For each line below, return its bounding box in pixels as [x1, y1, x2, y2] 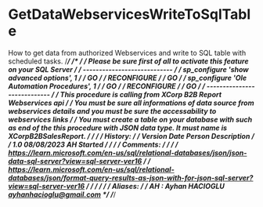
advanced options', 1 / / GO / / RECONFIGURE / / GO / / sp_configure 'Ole [8, 73, 247, 82]
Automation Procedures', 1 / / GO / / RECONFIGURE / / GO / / [8, 81, 206, 91]
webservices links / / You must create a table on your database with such [8, 114, 253, 124]
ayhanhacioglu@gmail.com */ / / [8, 190, 116, 199]
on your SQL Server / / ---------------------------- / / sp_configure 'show [8, 64, 249, 74]
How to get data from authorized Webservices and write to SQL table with [8, 48, 247, 57]
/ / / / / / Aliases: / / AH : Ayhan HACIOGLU [85, 181, 225, 191]
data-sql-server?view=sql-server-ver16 [8, 156, 142, 165]
